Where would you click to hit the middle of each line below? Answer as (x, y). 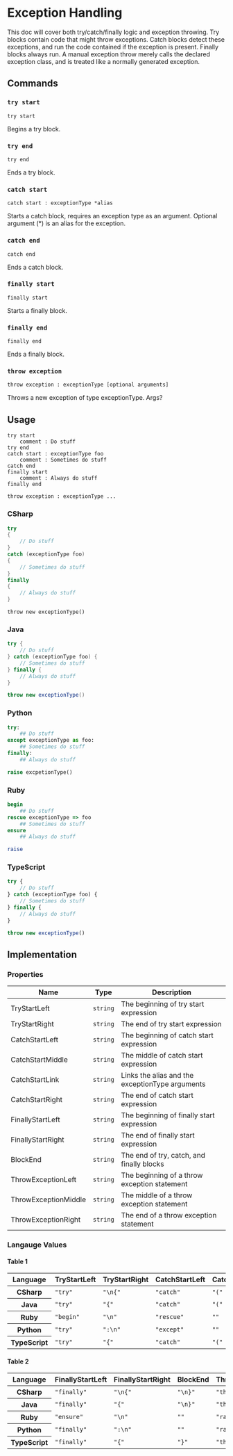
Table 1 (17, 1261)
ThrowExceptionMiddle (49, 1199)
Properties (25, 974)
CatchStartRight (37, 1100)
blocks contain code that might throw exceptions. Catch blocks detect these (116, 39)
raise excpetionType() (40, 772)
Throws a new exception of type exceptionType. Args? (85, 398)
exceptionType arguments (163, 1084)
